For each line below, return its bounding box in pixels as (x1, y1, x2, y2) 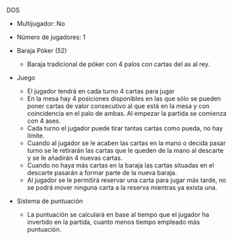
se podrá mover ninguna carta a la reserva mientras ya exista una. (27, 183, 218, 191)
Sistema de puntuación (16, 197, 83, 205)
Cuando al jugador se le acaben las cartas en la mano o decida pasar (27, 139, 226, 147)
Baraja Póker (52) (16, 47, 68, 54)
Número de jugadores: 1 (16, 33, 86, 41)
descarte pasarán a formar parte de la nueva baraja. (27, 169, 177, 177)
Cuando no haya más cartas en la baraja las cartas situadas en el (27, 161, 214, 170)
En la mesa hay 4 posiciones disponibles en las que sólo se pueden (27, 94, 221, 103)
